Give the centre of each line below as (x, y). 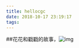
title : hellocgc (26, 11)
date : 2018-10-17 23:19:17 (39, 17)
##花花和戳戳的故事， (32, 39)
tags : (13, 22)
